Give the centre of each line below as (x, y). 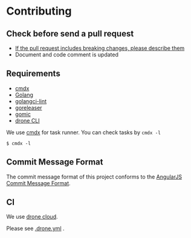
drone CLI (28, 120)
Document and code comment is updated (67, 55)
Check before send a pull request (70, 34)
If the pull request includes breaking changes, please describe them (100, 48)
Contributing (39, 11)
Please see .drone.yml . (35, 228)
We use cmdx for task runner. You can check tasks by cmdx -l (84, 132)
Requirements (33, 74)
